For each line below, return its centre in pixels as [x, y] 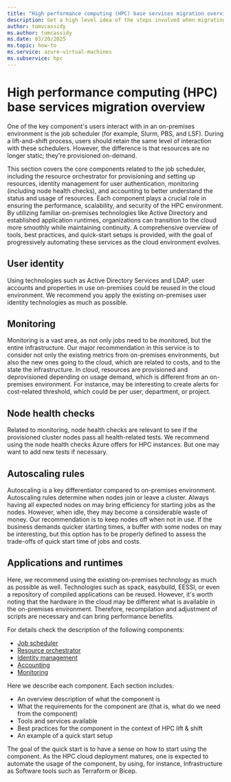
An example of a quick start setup [65, 735]
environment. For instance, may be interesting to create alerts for [126, 384]
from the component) [47, 713]
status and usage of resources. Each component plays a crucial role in [107, 198]
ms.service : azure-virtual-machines [59, 52]
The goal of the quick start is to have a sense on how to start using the [107, 749]
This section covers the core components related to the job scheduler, [107, 169]
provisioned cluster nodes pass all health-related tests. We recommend [108, 438]
